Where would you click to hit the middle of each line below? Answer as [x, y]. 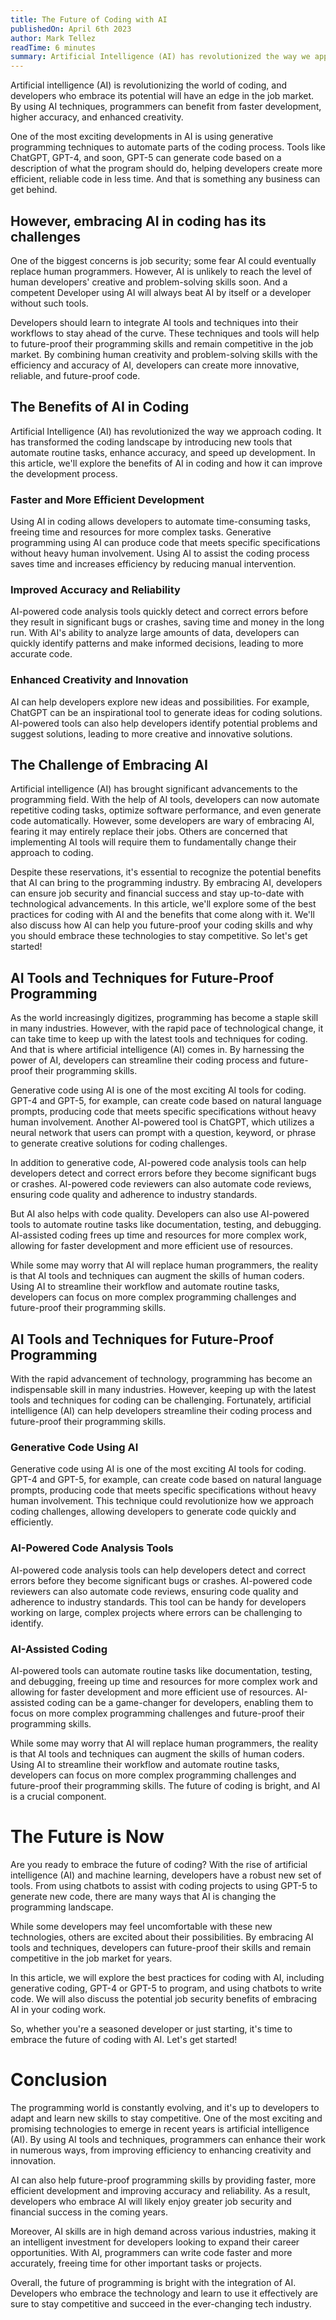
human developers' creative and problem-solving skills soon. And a [149, 282]
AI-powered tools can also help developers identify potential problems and [164, 723]
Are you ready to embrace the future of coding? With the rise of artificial [159, 1864]
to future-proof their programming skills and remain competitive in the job [162, 343]
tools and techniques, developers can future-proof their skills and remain [161, 1947]
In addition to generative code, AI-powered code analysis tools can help [158, 1163]
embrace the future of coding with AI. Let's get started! [124, 2039]
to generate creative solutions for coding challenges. [119, 1143]
